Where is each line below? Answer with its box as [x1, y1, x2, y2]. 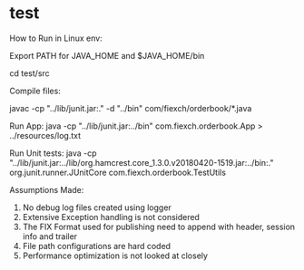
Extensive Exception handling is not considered [22, 211, 200, 222]
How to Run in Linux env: [9, 33, 103, 43]
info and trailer [22, 230, 78, 242]
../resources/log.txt [9, 130, 82, 140]
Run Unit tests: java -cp [9, 148, 97, 159]
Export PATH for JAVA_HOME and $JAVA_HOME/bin [9, 50, 205, 61]
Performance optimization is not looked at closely [22, 250, 209, 261]
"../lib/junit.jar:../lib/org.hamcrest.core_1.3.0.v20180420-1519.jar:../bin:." [9, 157, 274, 168]
